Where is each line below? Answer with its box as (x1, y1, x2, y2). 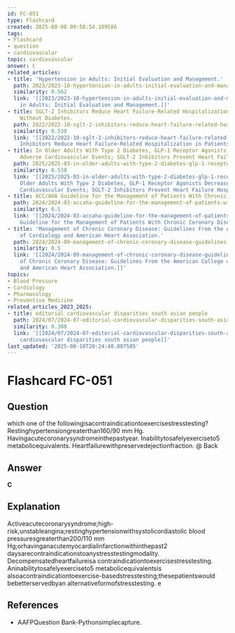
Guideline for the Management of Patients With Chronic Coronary (20, 219, 215, 226)
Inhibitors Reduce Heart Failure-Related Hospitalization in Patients (20, 141, 230, 148)
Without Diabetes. (20, 114, 73, 121)
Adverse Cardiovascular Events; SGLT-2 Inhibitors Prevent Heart (20, 154, 215, 161)
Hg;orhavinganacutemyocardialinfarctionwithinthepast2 (7, 541, 168, 550)
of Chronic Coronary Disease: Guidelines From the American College (20, 258, 224, 265)
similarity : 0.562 (13, 88, 68, 95)
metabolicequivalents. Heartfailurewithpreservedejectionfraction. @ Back (7, 442, 218, 450)
